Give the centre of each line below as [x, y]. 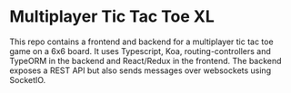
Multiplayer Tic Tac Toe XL [112, 17]
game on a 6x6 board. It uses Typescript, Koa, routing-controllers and [140, 51]
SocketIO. [28, 79]
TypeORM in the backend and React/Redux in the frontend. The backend [145, 60]
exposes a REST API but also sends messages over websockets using [140, 70]
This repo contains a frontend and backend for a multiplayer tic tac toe [142, 42]
